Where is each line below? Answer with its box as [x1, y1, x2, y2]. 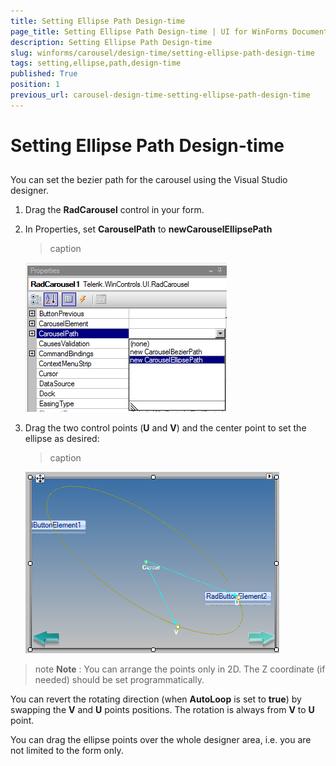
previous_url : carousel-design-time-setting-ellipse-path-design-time [10, 90, 311, 100]
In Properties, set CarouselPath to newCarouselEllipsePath [24, 223, 273, 235]
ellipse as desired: [24, 433, 100, 445]
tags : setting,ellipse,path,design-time [10, 58, 182, 69]
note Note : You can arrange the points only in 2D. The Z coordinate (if [34, 663, 326, 675]
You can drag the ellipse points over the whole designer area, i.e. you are [10, 734, 312, 746]
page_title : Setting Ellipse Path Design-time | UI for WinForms [10, 26, 288, 37]
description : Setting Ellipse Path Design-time [10, 37, 213, 47]
